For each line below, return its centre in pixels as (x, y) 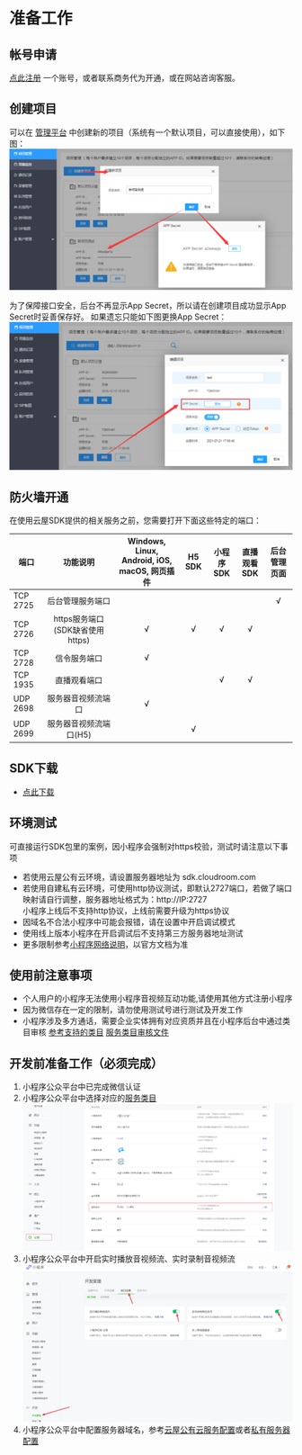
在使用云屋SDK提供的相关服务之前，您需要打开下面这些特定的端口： (136, 521)
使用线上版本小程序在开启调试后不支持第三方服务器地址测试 (133, 933)
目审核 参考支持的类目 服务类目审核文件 (95, 1032)
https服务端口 (79, 619)
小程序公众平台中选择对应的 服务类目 (89, 1098)
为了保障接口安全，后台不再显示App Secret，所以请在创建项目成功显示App (148, 305)
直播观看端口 (79, 679)
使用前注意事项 (51, 975)
